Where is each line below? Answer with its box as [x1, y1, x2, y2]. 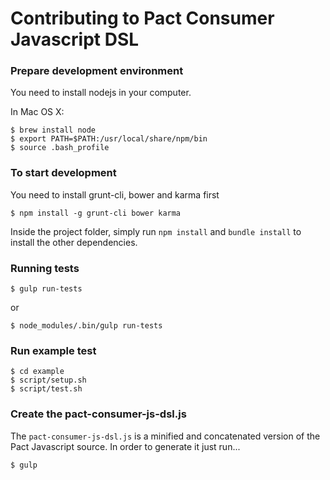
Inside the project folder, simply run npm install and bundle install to [10, 225, 302, 237]
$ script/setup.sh [10, 375, 87, 386]
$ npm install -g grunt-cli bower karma [10, 208, 182, 218]
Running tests [10, 261, 80, 275]
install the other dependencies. [10, 236, 138, 248]
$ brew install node [10, 125, 97, 136]
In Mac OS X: [10, 106, 65, 118]
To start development [10, 166, 117, 180]
